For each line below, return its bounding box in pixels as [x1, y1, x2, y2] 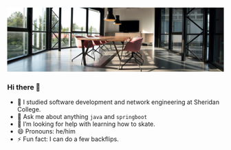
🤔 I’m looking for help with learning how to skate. [16, 120, 156, 128]
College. [16, 105, 41, 114]
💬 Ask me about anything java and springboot [16, 112, 148, 120]
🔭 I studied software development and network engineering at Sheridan [16, 98, 220, 106]
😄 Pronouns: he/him [16, 127, 76, 135]
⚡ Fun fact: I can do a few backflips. [16, 135, 119, 143]
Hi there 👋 [7, 82, 41, 92]
